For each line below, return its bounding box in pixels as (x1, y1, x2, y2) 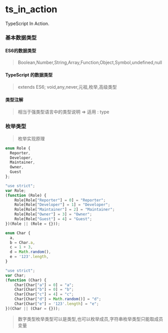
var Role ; (5, 188, 26, 193)
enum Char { (5, 230, 31, 236)
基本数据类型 (5, 34, 37, 41)
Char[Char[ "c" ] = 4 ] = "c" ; (14, 292, 74, 297)
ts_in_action (5, 4, 58, 15)
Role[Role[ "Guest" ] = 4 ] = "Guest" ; (14, 217, 93, 222)
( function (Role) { (5, 193, 47, 198)
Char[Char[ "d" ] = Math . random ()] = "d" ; (14, 297, 101, 302)
